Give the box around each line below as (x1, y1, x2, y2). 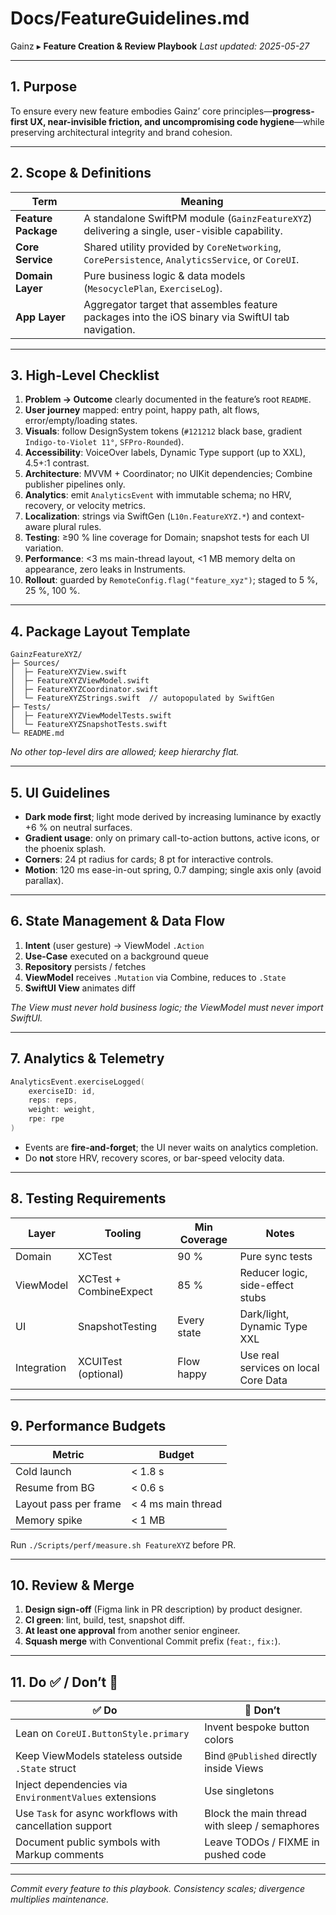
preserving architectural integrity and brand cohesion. (10, 126, 233, 138)
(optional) (78, 1367, 124, 1381)
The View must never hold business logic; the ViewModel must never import (10, 1001, 324, 1013)
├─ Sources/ (10, 658, 60, 669)
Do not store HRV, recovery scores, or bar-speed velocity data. (24, 1152, 285, 1164)
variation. (24, 542, 64, 554)
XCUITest (78, 1354, 123, 1368)
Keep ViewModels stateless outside (15, 1749, 183, 1763)
